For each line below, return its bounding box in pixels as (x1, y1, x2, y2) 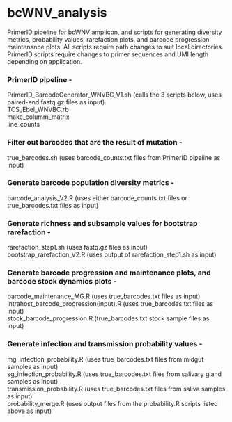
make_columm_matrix (7, 113, 70, 121)
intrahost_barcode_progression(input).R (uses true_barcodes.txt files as (7, 300, 214, 308)
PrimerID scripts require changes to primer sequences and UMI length (7, 50, 209, 58)
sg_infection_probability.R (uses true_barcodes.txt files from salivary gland (7, 370, 222, 378)
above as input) (7, 407, 52, 415)
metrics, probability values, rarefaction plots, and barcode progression (7, 35, 210, 43)
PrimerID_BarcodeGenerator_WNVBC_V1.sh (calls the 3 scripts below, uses (7, 90, 222, 99)
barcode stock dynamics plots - (7, 277, 117, 286)
